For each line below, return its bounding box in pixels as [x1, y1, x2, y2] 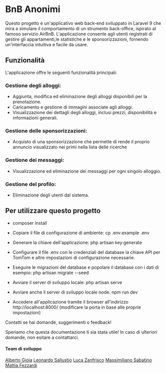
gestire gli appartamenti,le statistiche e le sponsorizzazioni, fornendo [5, 36, 148, 42]
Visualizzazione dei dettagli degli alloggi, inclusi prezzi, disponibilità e [12, 110, 157, 116]
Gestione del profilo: [5, 180, 56, 188]
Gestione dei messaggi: [5, 157, 64, 164]
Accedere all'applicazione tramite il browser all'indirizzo [12, 299, 129, 305]
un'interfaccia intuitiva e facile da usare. [5, 41, 88, 47]
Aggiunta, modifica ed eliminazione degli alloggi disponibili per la [12, 94, 147, 100]
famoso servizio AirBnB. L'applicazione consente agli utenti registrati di [5, 31, 153, 37]
